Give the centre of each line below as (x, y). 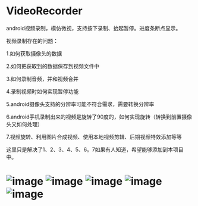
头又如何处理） (24, 124)
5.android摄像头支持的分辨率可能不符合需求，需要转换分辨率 (80, 104)
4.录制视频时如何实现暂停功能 (43, 91)
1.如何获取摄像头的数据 (34, 53)
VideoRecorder (44, 11)
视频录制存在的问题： (32, 40)
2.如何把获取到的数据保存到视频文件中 (53, 66)
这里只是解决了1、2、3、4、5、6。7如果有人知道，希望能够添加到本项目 (95, 149)
